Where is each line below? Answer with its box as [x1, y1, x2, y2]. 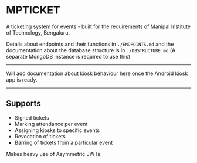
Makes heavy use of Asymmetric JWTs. [6, 150, 102, 157]
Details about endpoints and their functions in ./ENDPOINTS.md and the [6, 40, 174, 47]
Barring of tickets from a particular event [14, 139, 113, 146]
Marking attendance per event [14, 120, 88, 127]
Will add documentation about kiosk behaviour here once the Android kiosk [6, 70, 188, 77]
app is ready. [6, 76, 38, 83]
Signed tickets [14, 114, 50, 121]
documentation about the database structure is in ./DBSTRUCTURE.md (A [6, 46, 176, 53]
